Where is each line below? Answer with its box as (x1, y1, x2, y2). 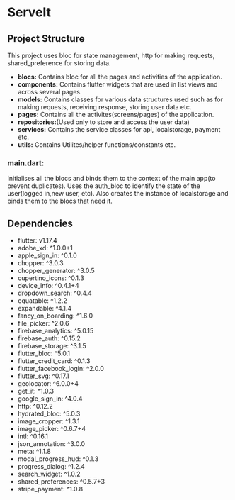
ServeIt (7, 4, 52, 21)
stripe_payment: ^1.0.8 (17, 485, 84, 494)
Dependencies (7, 217, 73, 229)
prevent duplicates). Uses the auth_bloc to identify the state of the (7, 182, 200, 190)
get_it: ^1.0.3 (17, 387, 55, 396)
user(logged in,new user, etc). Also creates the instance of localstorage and (7, 189, 229, 198)
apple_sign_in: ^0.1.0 (17, 251, 77, 260)
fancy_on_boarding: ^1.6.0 (17, 311, 93, 320)
